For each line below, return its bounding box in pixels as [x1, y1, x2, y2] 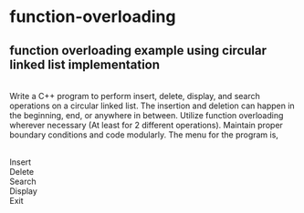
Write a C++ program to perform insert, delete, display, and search [9, 91, 260, 101]
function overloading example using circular [9, 43, 267, 58]
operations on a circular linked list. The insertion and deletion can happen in [9, 100, 295, 111]
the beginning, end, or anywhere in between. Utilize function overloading [9, 110, 284, 120]
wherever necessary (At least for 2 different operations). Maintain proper [9, 120, 283, 130]
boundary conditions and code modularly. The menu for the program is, [9, 129, 278, 140]
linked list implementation [9, 56, 161, 72]
